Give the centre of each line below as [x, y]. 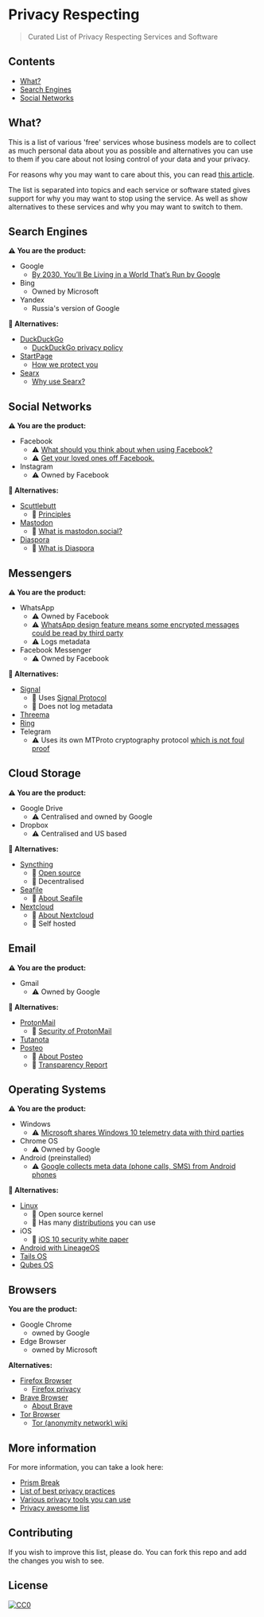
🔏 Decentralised [58, 881]
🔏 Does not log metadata [72, 706]
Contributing [41, 1533]
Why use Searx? [58, 382]
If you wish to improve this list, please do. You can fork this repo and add [128, 1552]
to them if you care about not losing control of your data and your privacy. [129, 159]
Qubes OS [37, 1265]
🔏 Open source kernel [67, 1214]
